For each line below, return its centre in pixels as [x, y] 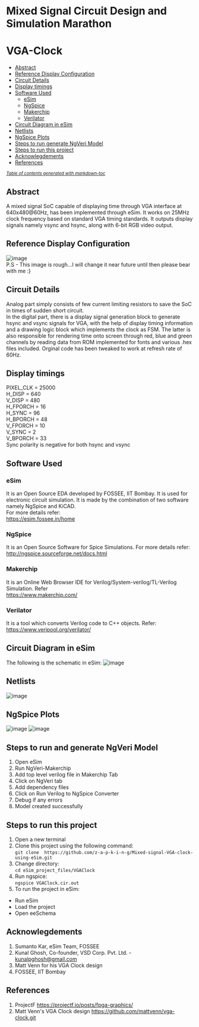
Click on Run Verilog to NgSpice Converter [67, 794]
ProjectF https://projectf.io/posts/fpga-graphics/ [74, 1005]
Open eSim [29, 762]
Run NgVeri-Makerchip [43, 768]
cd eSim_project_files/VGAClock [55, 871]
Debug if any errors [39, 800]
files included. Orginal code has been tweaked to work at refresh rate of [94, 348]
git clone [27, 853]
